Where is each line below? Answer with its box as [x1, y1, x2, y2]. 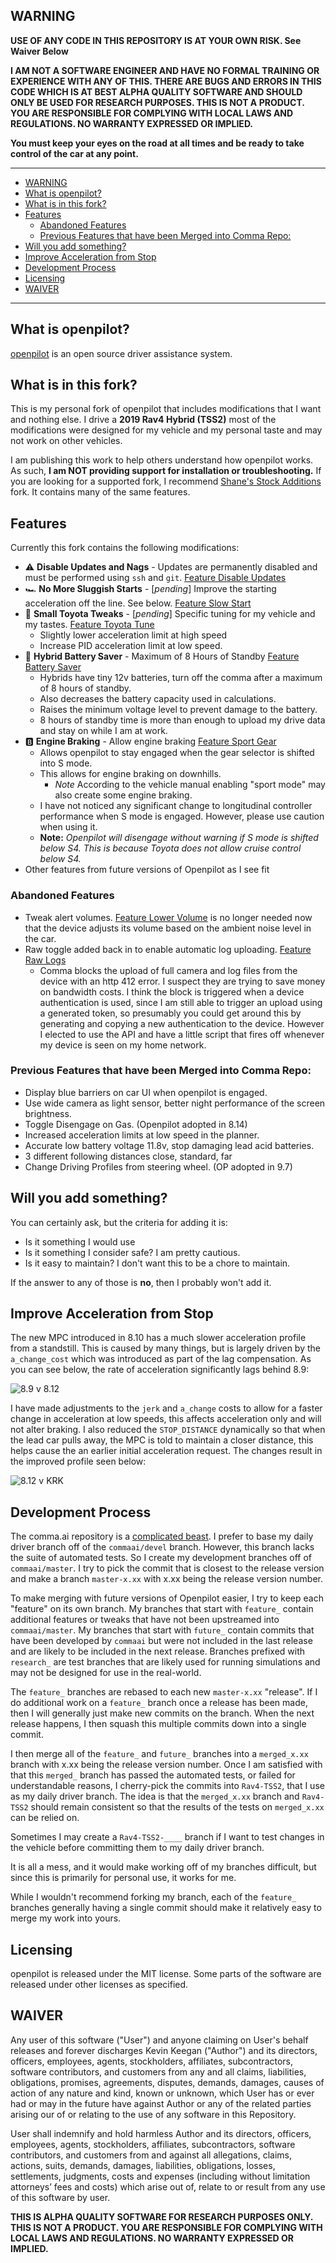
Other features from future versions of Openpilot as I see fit [24, 864, 270, 876]
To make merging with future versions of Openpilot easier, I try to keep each [10, 1592, 324, 1604]
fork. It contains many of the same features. [10, 486, 191, 498]
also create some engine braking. [54, 789, 193, 801]
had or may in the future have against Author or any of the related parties [10, 2097, 312, 2109]
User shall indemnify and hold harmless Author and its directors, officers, [10, 2127, 312, 2139]
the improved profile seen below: [10, 1455, 147, 1468]
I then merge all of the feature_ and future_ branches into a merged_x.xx [10, 1748, 309, 1760]
